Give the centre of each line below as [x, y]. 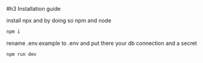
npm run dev [21, 54]
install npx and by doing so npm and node [59, 20]
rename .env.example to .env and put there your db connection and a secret [101, 43]
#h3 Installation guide [34, 9]
